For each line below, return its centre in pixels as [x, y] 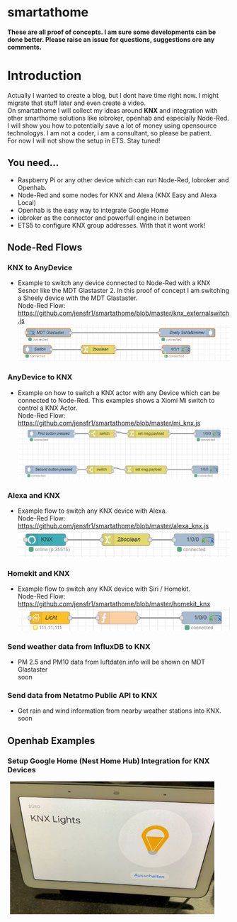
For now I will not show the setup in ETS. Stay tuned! [84, 140]
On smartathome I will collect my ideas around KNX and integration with [112, 110]
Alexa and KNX [34, 495]
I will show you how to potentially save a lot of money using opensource [112, 126]
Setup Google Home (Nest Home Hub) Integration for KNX [109, 761]
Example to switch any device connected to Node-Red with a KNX [114, 283]
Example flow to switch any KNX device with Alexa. [92, 511]
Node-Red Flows [45, 248]
